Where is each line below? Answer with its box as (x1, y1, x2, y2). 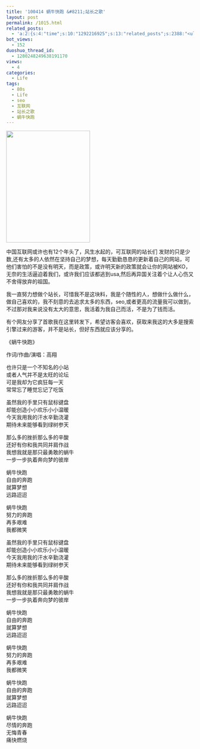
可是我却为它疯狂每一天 (6, 379, 64, 386)
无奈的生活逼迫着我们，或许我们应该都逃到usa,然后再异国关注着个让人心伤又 (6, 271, 194, 278)
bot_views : (6, 36, 33, 42)
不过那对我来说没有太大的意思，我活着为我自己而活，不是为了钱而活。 (6, 305, 179, 313)
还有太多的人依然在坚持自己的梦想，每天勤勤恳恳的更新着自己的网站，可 (12, 256, 190, 263)
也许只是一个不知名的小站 (6, 364, 69, 371)
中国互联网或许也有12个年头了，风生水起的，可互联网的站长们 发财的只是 (6, 248, 186, 255)
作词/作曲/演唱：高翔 (6, 351, 58, 358)
